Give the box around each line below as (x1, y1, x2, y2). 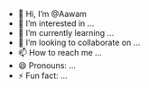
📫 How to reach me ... (17, 48, 102, 57)
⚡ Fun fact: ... (17, 70, 68, 81)
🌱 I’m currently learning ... (17, 28, 115, 38)
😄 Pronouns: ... (17, 60, 77, 71)
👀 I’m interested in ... (17, 18, 95, 29)
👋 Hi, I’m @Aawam (17, 9, 88, 19)
